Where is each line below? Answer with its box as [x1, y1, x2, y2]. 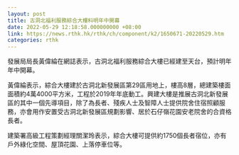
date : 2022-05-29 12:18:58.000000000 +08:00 [7, 23, 142, 30]
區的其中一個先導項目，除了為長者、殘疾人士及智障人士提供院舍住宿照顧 [7, 98, 219, 107]
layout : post [7, 10, 46, 18]
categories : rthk [7, 37, 59, 44]
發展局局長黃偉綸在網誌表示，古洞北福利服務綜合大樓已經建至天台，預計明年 [7, 57, 232, 66]
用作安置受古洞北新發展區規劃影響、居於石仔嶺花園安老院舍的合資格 [31, 108, 232, 116]
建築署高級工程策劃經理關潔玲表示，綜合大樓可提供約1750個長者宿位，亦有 [7, 132, 227, 140]
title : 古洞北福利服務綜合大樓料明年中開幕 [7, 17, 120, 24]
